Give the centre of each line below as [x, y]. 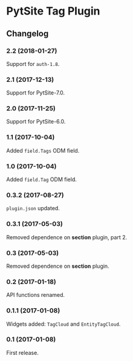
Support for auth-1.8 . [33, 64]
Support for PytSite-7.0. [36, 93]
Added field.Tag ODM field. [41, 179]
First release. [23, 353]
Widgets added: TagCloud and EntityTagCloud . [63, 324]
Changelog [28, 34]
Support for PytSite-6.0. [36, 122]
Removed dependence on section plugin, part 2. [67, 237]
